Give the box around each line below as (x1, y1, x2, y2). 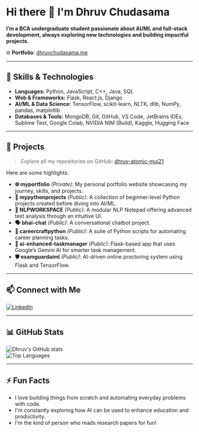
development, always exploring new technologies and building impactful (6, 31, 189, 38)
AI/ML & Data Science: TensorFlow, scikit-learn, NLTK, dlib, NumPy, (14, 100, 181, 107)
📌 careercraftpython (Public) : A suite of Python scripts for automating (14, 227, 187, 234)
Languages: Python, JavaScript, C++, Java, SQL (14, 88, 134, 95)
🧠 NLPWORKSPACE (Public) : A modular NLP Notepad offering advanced (14, 206, 192, 213)
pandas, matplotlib (14, 107, 60, 114)
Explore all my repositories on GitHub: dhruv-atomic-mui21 (20, 157, 164, 165)
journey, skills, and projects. (14, 187, 84, 194)
